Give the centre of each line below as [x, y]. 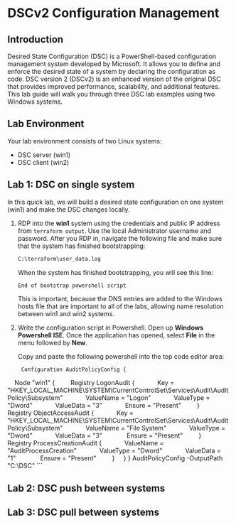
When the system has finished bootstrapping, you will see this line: [116, 272]
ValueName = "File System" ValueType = [155, 428]
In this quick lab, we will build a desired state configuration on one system [116, 202]
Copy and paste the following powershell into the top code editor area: [121, 356]
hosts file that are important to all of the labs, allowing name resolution [120, 306]
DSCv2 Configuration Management [113, 13]
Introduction [36, 39]
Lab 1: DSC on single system [71, 185]
